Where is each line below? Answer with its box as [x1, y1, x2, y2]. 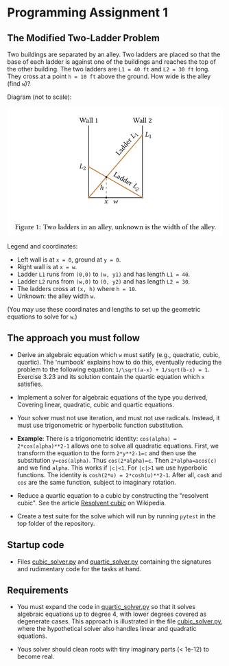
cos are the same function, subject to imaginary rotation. [16, 478, 176, 486]
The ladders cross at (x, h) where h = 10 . [16, 285, 137, 293]
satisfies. [16, 380, 43, 388]
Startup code [7, 539, 64, 551]
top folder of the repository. [16, 519, 95, 527]
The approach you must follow [7, 332, 141, 344]
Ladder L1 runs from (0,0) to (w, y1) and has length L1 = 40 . [16, 270, 191, 279]
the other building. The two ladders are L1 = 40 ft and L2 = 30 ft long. [7, 65, 210, 73]
